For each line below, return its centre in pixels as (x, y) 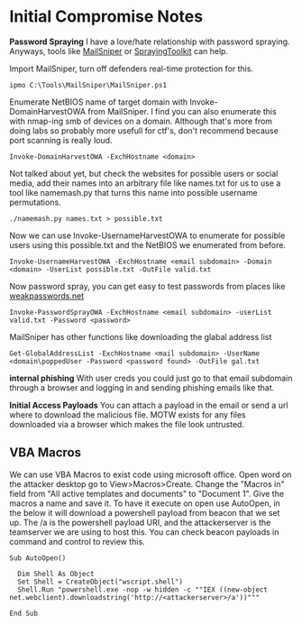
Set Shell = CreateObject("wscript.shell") (100, 582)
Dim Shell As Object (56, 574)
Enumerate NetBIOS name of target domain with (99, 102)
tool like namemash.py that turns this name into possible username (134, 192)
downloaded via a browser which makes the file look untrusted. (127, 424)
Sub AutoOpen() (38, 558)
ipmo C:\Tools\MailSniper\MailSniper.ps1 (88, 85)
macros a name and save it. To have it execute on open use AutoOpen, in (145, 503)
